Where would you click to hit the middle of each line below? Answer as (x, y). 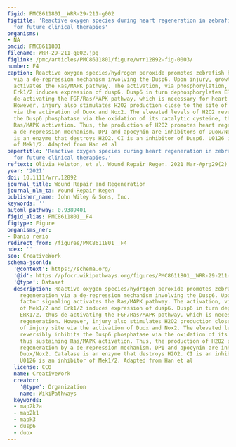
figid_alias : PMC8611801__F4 (50, 217)
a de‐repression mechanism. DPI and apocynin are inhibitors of (110, 132)
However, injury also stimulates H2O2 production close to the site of (121, 106)
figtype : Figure (31, 223)
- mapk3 (25, 420)
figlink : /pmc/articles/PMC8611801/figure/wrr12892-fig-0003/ (100, 60)
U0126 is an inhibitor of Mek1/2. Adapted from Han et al (106, 361)
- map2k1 (26, 413)
